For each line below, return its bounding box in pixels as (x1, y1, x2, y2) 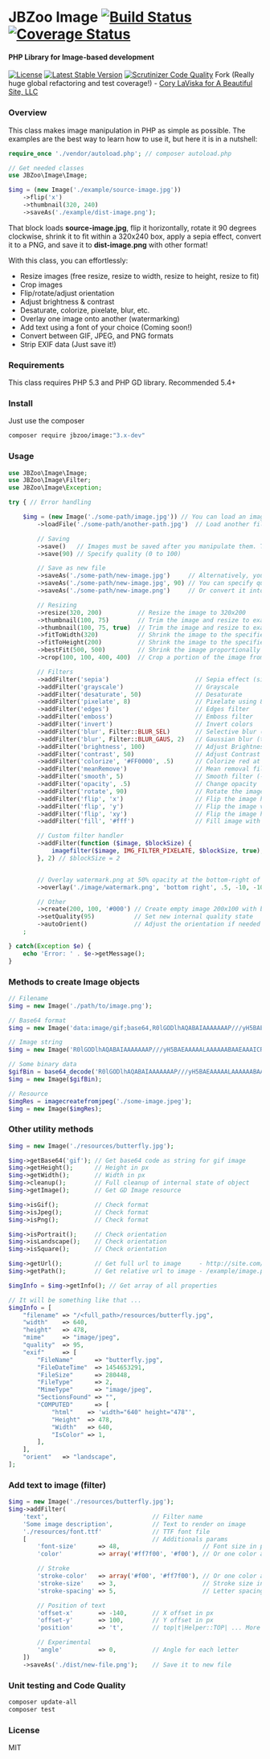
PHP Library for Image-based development (8, 52, 155, 62)
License (8, 1724, 40, 1736)
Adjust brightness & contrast (19, 297, 115, 306)
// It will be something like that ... (8, 1296, 142, 1304)
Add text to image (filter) (8, 1479, 107, 1491)
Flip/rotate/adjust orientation (19, 288, 115, 297)
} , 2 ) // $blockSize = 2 (37, 854, 121, 862)
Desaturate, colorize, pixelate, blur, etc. (19, 305, 150, 315)
